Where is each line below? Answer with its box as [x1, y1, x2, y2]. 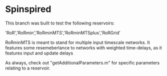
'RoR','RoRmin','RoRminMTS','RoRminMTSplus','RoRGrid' [5, 29, 121, 35]
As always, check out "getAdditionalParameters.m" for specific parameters [5, 59, 160, 65]
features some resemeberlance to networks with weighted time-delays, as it [5, 44, 162, 50]
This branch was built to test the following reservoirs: [5, 20, 115, 26]
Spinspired [5, 3, 51, 15]
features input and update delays [5, 50, 73, 56]
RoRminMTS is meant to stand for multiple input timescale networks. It [5, 39, 150, 45]
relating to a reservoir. [5, 65, 50, 71]
